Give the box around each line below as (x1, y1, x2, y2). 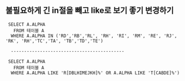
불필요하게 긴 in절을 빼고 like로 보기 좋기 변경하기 (5, 5, 174, 16)
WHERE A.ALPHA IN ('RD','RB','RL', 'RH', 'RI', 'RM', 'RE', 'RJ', (11, 33, 177, 39)
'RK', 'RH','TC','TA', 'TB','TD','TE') (5, 38, 104, 44)
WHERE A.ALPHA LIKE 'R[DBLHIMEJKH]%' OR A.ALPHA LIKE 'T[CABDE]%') (11, 70, 180, 76)
